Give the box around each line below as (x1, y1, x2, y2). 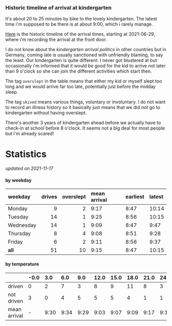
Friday (8, 238, 23, 246)
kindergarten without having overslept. (5, 110, 87, 116)
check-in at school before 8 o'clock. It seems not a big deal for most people (5, 125, 165, 132)
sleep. (5, 89, 18, 95)
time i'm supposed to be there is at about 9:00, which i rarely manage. (5, 21, 154, 27)
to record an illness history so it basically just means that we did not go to (5, 104, 160, 111)
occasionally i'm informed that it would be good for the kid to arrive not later (5, 63, 166, 69)
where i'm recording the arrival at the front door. (5, 36, 107, 42)
